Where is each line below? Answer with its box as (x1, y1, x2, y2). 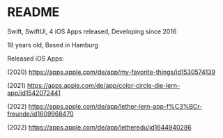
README (7, 4, 60, 20)
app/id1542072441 (7, 89, 61, 97)
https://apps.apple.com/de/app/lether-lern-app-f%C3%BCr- (28, 102, 203, 110)
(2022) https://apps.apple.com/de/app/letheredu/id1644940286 (7, 123, 192, 131)
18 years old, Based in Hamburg (7, 40, 99, 49)
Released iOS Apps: (7, 54, 64, 63)
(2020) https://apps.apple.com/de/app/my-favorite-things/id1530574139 (7, 68, 216, 76)
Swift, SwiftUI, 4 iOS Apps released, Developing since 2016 (7, 27, 177, 36)
